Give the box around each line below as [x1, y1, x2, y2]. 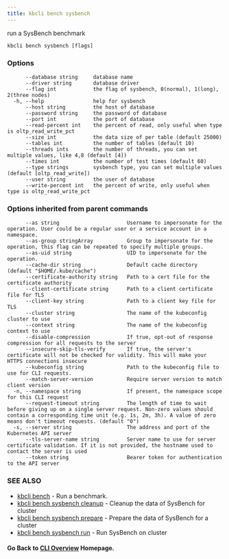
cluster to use [7, 316, 51, 323]
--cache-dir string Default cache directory [25, 262, 197, 269]
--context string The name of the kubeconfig [25, 322, 207, 329]
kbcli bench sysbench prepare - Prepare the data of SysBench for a [16, 514, 209, 522]
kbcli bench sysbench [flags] [7, 42, 94, 49]
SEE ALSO [7, 476, 42, 485]
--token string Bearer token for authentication [25, 454, 223, 461]
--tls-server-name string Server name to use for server [25, 436, 216, 443]
